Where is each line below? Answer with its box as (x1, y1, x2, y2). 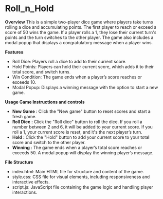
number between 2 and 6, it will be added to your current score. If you (12, 124, 153, 129)
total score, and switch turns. (12, 69, 71, 74)
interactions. (12, 189, 37, 195)
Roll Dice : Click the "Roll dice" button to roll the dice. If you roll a (12, 119, 143, 125)
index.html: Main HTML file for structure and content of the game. (12, 168, 145, 174)
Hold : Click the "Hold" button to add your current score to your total (12, 134, 150, 140)
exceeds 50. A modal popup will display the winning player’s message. (12, 149, 154, 156)
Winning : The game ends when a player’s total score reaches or (12, 145, 143, 150)
